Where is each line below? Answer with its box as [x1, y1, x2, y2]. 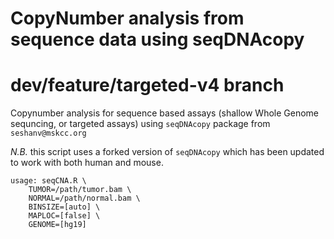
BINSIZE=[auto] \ [28, 202, 101, 212]
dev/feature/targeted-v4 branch [10, 74, 285, 97]
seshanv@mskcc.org [10, 128, 87, 139]
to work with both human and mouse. [10, 157, 164, 169]
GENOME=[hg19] [28, 220, 87, 230]
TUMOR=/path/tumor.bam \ [28, 185, 132, 195]
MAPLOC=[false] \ [28, 211, 101, 221]
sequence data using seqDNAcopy [10, 28, 305, 51]
